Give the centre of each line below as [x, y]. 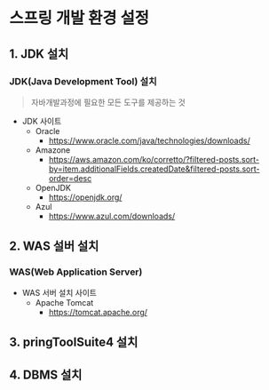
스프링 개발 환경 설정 [79, 18]
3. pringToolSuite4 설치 [74, 342]
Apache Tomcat [64, 302]
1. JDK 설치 [39, 54]
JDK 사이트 [42, 121]
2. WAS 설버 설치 [54, 247]
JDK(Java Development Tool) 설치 [83, 81]
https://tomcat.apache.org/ [98, 312]
